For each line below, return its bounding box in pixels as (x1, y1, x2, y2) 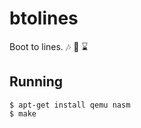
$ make (9, 108, 37, 119)
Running (9, 73, 64, 91)
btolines (9, 7, 79, 30)
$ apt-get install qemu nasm (9, 100, 131, 110)
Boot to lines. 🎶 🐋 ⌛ (9, 40, 89, 52)
